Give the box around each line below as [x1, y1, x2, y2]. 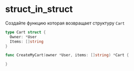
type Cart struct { [5, 29, 46, 34]
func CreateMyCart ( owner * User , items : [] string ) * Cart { [5, 52, 129, 58]
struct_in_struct [5, 3, 73, 15]
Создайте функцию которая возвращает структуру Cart [5, 20, 125, 26]
